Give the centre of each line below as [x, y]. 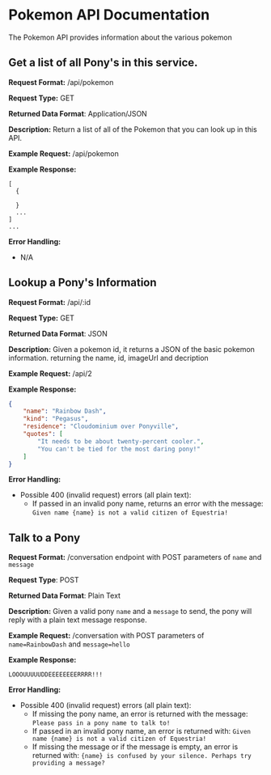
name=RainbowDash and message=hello [70, 644]
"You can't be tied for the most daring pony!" [119, 449]
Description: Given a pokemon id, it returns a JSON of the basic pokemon [131, 349]
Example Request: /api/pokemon [64, 153]
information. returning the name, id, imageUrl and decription [108, 358]
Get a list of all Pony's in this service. [103, 63]
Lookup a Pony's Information [83, 283]
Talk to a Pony [44, 538]
